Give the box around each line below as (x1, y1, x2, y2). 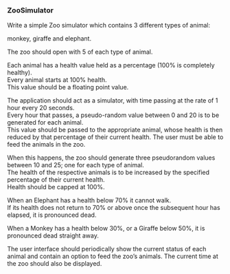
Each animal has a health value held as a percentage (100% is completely (7, 61, 215, 70)
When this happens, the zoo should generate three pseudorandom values (7, 154, 216, 162)
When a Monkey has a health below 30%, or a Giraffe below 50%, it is (7, 224, 205, 233)
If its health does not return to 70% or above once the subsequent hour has (7, 204, 221, 212)
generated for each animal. (7, 118, 84, 127)
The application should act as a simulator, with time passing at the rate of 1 (7, 96, 218, 105)
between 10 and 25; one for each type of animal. (7, 161, 144, 169)
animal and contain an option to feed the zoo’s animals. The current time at (7, 252, 218, 260)
